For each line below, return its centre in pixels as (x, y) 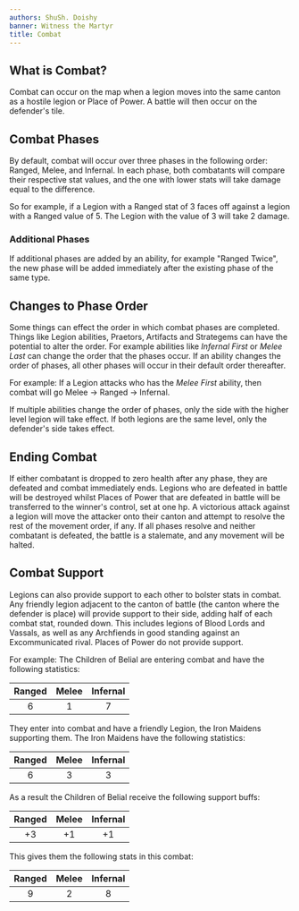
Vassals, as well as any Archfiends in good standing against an (125, 633)
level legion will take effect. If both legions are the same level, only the (138, 419)
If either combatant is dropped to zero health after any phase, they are (138, 478)
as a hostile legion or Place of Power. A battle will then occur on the (133, 102)
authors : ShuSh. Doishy (54, 17)
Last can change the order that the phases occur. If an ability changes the (145, 356)
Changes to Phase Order (79, 306)
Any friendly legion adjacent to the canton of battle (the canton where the (144, 604)
